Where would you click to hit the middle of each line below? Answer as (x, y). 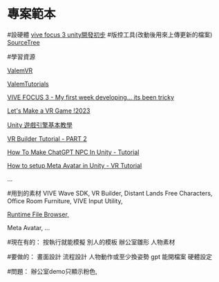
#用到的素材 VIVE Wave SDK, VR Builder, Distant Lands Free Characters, (110, 193)
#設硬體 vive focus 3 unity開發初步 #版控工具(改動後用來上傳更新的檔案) (110, 35)
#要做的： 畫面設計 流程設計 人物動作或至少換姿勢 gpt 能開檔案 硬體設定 (110, 256)
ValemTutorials (28, 84)
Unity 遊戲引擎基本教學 (40, 124)
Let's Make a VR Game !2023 (49, 111)
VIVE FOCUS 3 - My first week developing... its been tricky (91, 97)
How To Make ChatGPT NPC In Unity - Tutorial (73, 152)
